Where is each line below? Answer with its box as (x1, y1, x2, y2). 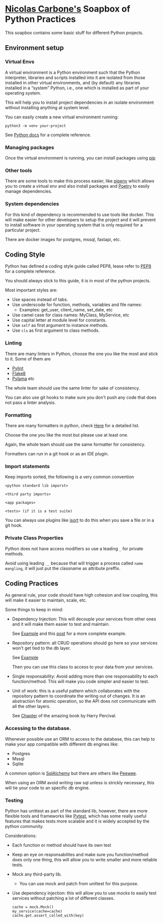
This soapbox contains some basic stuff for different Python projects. (5, 30, 144, 35)
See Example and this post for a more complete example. (12, 631, 127, 636)
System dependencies (5, 200, 59, 207)
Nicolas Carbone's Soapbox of (5, 3, 130, 15)
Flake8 (12, 370, 26, 376)
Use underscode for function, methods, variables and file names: (12, 302, 142, 308)
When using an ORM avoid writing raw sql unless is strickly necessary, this (5, 779, 154, 785)
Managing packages (5, 144, 54, 151)
